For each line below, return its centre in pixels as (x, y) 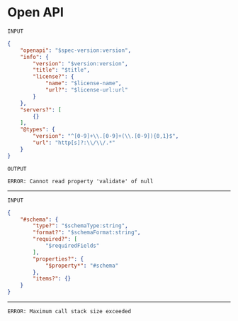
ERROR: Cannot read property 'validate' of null (80, 181)
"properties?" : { (58, 259)
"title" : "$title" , (62, 70)
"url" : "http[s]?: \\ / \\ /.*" (74, 143)
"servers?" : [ (41, 110)
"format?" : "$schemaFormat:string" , (87, 233)
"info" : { (35, 57)
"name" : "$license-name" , (83, 83)
